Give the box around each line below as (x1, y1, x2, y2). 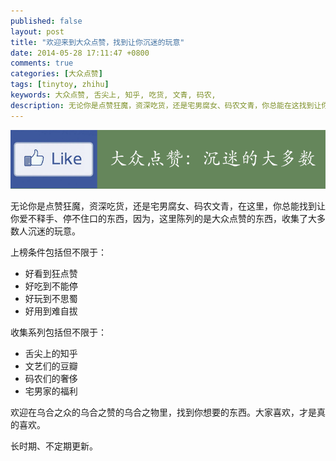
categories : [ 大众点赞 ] (10, 69, 103, 79)
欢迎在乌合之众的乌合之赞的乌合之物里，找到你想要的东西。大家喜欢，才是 (10, 406, 317, 419)
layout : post (10, 26, 65, 37)
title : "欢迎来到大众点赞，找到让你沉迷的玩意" (10, 37, 185, 47)
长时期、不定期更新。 (10, 440, 98, 452)
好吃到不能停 (24, 280, 78, 292)
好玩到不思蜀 (24, 293, 78, 305)
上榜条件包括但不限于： (10, 246, 107, 259)
